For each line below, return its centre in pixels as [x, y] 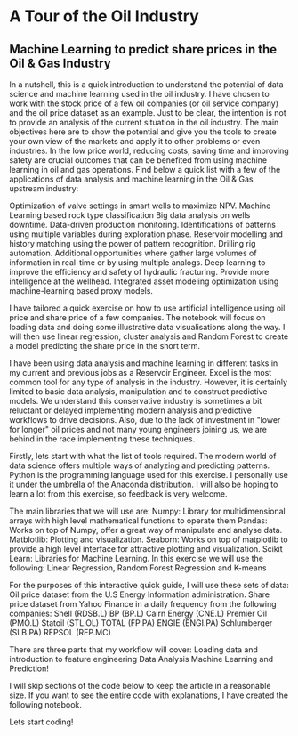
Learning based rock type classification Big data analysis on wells [130, 215]
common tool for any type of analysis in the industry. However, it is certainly [148, 382]
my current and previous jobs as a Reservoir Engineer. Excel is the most [141, 372]
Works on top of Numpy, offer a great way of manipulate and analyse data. [146, 530]
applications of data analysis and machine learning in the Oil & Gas [131, 179]
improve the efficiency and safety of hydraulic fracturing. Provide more [139, 272]
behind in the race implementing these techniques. [102, 439]
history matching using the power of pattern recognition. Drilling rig [133, 243]
